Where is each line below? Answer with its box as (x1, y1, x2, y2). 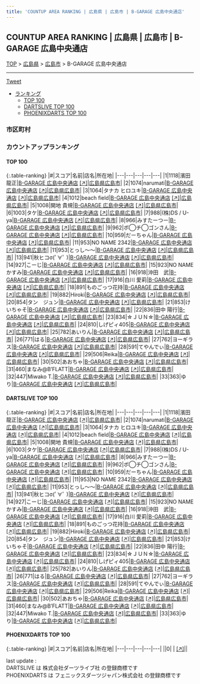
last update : (6, 657, 37, 664)
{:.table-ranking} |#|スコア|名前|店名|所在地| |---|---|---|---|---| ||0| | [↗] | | (6, 645, 188, 652)
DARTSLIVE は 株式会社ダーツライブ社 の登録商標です (6, 664, 138, 671)
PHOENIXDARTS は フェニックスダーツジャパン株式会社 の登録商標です (6, 671, 182, 679)
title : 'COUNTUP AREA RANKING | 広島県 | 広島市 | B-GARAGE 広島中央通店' (6, 8, 185, 15)
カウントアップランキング (6, 143, 79, 151)
